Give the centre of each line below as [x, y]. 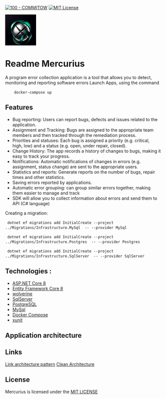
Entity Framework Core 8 [38, 288]
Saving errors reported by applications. [52, 182]
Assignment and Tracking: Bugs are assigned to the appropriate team [83, 130]
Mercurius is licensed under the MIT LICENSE [51, 392]
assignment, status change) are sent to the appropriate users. [75, 167]
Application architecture [43, 335]
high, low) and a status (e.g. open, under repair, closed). [69, 145]
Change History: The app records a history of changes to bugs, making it [86, 151]
